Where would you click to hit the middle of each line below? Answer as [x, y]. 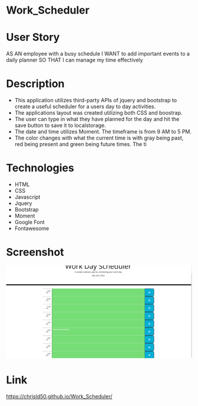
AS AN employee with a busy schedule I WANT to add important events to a [98, 54]
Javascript [27, 197]
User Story [33, 38]
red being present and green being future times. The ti [80, 144]
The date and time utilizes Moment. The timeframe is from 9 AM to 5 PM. [103, 132]
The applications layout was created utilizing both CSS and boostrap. [98, 113]
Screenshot [35, 252]
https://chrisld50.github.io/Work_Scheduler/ [60, 396]
